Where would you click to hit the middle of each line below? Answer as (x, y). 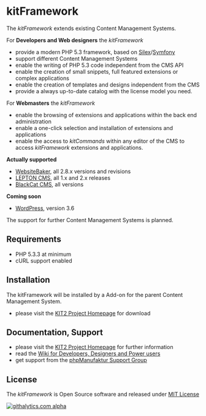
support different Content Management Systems (76, 58)
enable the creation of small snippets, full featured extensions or (97, 71)
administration (33, 121)
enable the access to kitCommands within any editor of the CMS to (100, 141)
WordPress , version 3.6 (45, 208)
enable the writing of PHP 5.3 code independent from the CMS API (99, 65)
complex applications (42, 78)
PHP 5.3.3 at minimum (43, 254)
